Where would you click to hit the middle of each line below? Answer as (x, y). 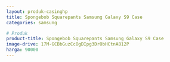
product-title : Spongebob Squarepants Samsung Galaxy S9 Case (85, 39)
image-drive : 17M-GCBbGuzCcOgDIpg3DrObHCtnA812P (68, 44)
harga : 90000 (22, 50)
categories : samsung (32, 22)
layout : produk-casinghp (37, 12)
